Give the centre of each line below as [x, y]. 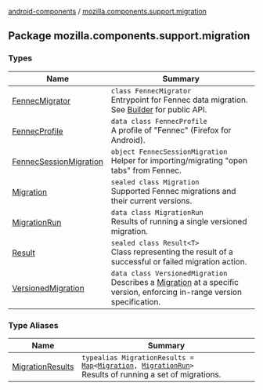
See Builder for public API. [159, 109]
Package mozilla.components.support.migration [129, 36]
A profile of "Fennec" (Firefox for [171, 130]
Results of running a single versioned [179, 221]
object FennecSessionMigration [169, 151]
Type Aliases [33, 325]
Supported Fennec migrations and [173, 191]
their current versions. [151, 201]
